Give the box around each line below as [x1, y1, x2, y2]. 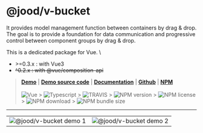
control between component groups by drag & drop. [6, 37, 136, 44]
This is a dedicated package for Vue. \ [6, 48, 101, 55]
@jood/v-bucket [6, 4, 91, 18]
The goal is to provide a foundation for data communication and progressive [6, 30, 196, 37]
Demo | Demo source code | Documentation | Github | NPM [21, 78, 173, 85]
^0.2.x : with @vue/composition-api [14, 66, 104, 73]
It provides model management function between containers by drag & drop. [6, 24, 197, 31]
